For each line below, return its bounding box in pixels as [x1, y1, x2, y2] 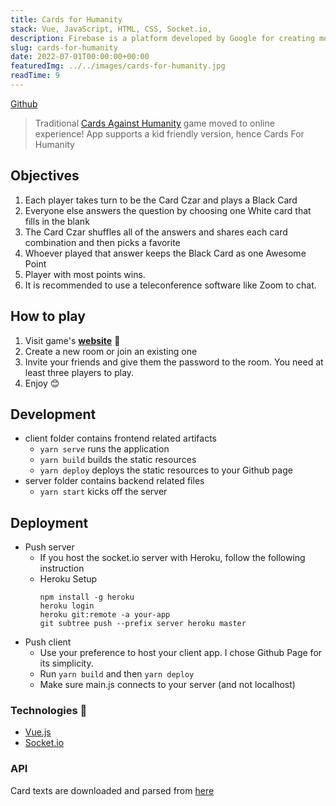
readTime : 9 [10, 71, 60, 81]
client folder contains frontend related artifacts [24, 432, 218, 445]
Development [10, 406, 97, 423]
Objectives [10, 167, 80, 185]
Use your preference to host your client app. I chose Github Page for [39, 647, 323, 659]
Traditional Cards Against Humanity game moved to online [34, 117, 275, 129]
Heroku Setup [39, 573, 98, 585]
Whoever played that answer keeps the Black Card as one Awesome [24, 247, 307, 259]
